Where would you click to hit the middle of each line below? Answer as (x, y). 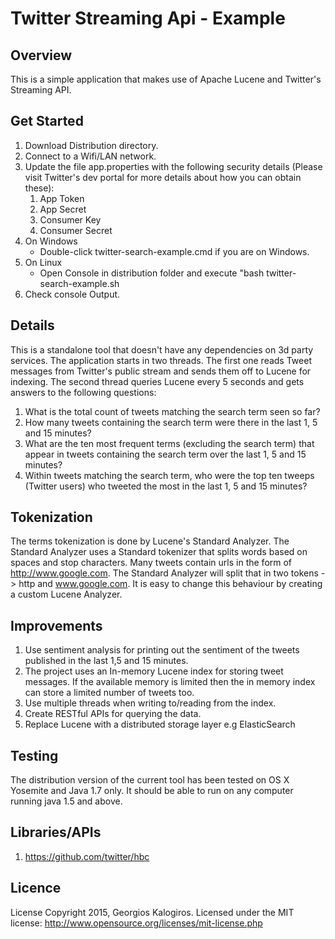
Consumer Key (70, 219)
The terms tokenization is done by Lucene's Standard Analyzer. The (150, 541)
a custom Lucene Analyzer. (66, 594)
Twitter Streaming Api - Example (148, 18)
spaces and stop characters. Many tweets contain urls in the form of (151, 563)
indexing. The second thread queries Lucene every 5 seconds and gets (157, 381)
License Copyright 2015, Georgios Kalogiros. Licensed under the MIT (152, 912)
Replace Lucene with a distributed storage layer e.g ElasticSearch (160, 724)
